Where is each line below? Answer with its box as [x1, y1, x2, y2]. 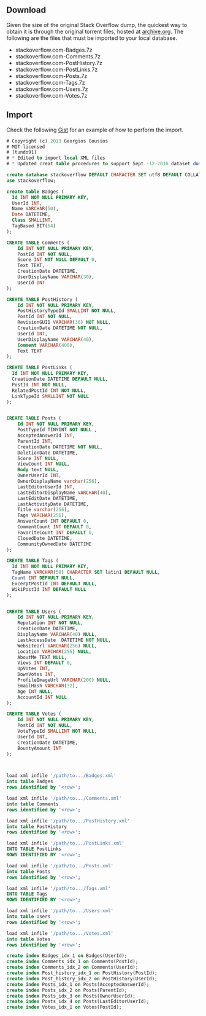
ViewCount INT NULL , [17, 461, 70, 467]
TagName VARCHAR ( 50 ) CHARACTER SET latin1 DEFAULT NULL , [12, 569, 161, 576]
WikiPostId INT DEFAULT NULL [12, 586, 86, 592]
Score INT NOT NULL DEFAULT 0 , [17, 257, 97, 263]
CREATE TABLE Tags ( [6, 558, 59, 564]
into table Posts [6, 869, 51, 875]
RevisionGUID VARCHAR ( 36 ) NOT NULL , [17, 319, 112, 326]
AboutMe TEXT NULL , [17, 654, 67, 660]
